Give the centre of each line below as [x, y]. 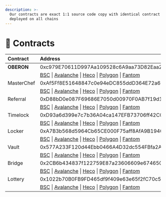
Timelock [18, 115]
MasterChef [21, 83]
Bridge [15, 163]
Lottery [16, 179]
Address [50, 59]
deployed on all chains [34, 19]
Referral [17, 99]
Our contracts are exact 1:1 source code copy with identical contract [85, 14]
